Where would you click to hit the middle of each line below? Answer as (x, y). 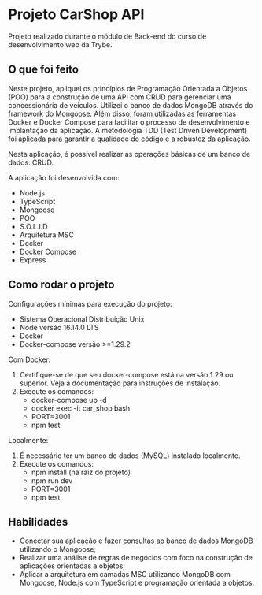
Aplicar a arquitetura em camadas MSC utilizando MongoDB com (125, 575)
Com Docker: (30, 359)
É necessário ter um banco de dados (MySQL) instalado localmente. (130, 456)
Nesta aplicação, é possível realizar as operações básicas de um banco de (129, 154)
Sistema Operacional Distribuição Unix (82, 319)
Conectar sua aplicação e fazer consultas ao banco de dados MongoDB (136, 541)
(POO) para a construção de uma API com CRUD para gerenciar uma (120, 97)
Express (33, 260)
